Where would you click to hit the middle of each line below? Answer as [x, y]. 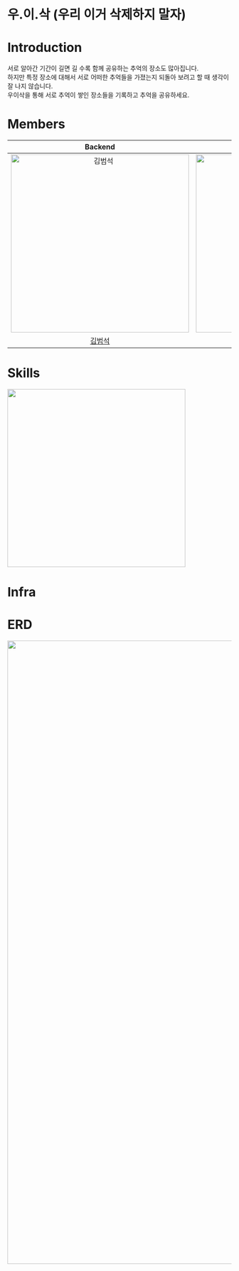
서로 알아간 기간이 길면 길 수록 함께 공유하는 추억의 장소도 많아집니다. [103, 68]
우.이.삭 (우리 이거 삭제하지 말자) [97, 15]
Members [36, 124]
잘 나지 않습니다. [30, 86]
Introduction [45, 48]
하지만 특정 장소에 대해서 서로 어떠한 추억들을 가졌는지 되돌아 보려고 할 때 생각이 [118, 77]
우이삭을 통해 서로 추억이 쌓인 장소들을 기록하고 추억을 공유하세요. [99, 95]
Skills [24, 373]
